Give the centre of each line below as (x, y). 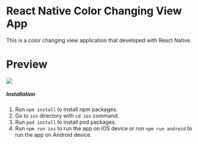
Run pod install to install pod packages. (65, 122)
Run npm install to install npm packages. (66, 109)
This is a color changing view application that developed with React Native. (99, 40)
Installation (21, 94)
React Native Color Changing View (94, 11)
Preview (27, 65)
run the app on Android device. (53, 134)
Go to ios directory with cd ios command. (67, 115)
